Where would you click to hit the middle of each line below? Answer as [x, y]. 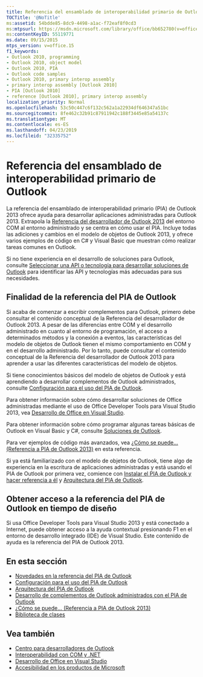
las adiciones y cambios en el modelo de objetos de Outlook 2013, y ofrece [100, 234]
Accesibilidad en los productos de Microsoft [70, 668]
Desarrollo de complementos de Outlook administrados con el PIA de [101, 595]
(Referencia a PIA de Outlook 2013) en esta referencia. [74, 449]
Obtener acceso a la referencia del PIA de [85, 499]
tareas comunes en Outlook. [41, 247]
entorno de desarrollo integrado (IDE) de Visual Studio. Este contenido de [98, 536]
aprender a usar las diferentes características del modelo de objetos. [92, 363]
